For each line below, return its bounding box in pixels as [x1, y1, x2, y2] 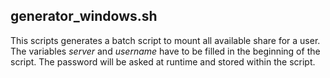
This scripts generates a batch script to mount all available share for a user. [10, 34, 321, 46]
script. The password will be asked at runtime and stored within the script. [10, 55, 316, 68]
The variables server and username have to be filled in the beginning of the [10, 45, 321, 57]
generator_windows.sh [10, 8, 158, 25]
